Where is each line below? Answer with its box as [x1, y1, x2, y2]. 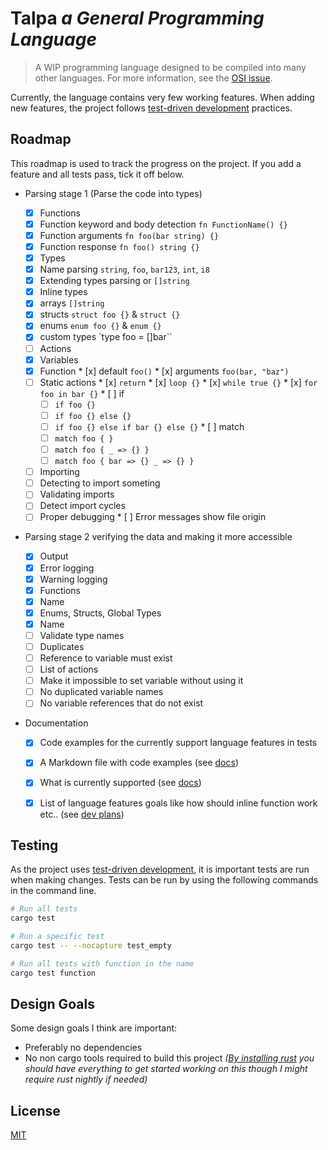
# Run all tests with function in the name [10, 958, 195, 969]
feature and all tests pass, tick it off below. [10, 168, 185, 180]
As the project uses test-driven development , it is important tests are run [10, 863, 310, 876]
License [10, 1102, 61, 1119]
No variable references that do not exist [39, 697, 204, 709]
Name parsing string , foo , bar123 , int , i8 [39, 263, 210, 276]
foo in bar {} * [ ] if [39, 387, 125, 399]
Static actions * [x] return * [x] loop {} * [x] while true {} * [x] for [39, 376, 318, 388]
